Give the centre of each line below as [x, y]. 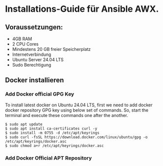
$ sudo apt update [24, 124]
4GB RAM [22, 39]
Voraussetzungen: [34, 27]
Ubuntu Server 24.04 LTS [38, 59]
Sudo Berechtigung [32, 65]
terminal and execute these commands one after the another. [67, 115]
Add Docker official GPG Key [40, 94]
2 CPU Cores [25, 44]
